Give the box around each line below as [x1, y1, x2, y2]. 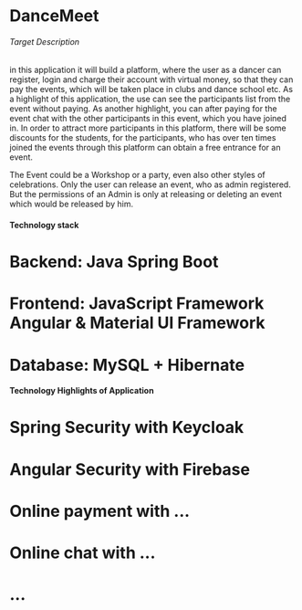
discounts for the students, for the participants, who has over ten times [9, 132, 276, 143]
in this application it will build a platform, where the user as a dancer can [9, 65, 282, 76]
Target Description [9, 36, 80, 47]
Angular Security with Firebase [9, 458, 251, 479]
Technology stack [9, 219, 79, 230]
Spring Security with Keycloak [9, 417, 245, 438]
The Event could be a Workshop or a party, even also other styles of [9, 170, 266, 181]
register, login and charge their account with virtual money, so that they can [9, 74, 294, 85]
